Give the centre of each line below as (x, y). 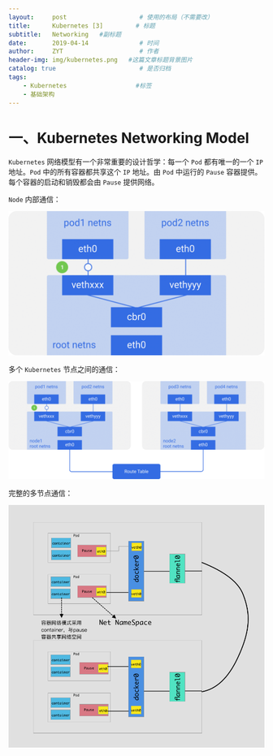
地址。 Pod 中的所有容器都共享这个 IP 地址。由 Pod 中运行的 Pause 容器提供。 (135, 172)
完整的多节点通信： (41, 493)
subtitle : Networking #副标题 (65, 34)
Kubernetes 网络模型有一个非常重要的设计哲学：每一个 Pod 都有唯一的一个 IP (136, 162)
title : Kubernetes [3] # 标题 (82, 26)
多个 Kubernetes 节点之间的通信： (64, 369)
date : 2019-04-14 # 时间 (84, 43)
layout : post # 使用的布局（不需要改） (111, 17)
